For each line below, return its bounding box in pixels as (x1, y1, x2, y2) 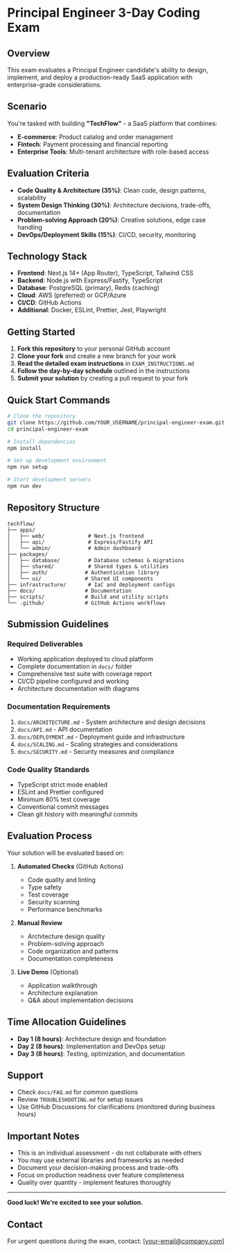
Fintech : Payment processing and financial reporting (17, 140, 169, 148)
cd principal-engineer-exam (7, 426, 89, 433)
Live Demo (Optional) (17, 968, 79, 976)
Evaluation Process (7, 830, 92, 842)
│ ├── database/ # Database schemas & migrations (7, 556, 185, 564)
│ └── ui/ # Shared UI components (7, 575, 154, 582)
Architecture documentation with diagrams (17, 684, 140, 693)
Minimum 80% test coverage (17, 795, 101, 804)
